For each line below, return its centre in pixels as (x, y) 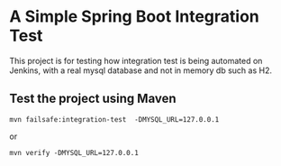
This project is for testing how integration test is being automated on (136, 60)
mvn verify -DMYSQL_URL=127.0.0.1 (74, 152)
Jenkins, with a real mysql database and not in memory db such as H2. (141, 70)
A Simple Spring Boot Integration (134, 17)
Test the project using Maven (93, 99)
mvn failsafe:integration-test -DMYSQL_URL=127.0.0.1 (114, 119)
